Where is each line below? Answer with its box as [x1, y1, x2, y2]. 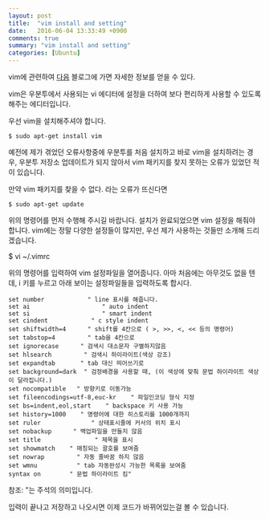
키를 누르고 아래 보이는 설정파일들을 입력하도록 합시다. [22, 278, 192, 287]
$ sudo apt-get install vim [8, 132, 103, 140]
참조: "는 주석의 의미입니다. [8, 485, 94, 494]
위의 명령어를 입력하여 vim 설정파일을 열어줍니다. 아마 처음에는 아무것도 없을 [8, 268, 247, 278]
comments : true [8, 34, 59, 43]
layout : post [8, 11, 52, 20]
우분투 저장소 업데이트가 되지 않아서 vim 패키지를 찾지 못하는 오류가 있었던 [18, 157, 251, 167]
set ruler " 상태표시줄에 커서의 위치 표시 [8, 419, 181, 427]
